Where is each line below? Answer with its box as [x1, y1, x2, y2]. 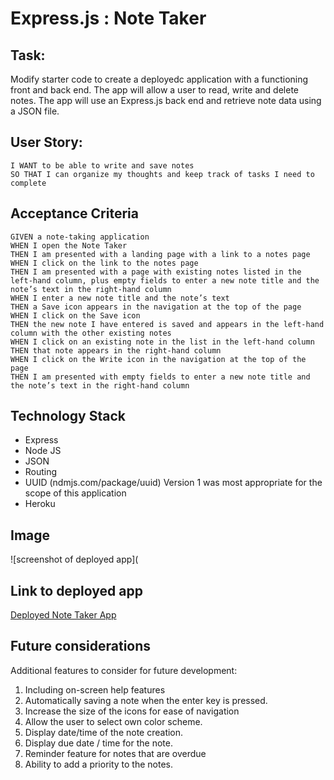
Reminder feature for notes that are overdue [24, 747, 207, 759]
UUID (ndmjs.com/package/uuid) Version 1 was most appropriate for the [24, 477, 323, 489]
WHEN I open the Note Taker [10, 240, 128, 251]
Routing [24, 466, 58, 478]
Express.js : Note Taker [10, 7, 207, 30]
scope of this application [24, 487, 127, 499]
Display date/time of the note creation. [24, 726, 184, 738]
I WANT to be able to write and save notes [10, 160, 195, 171]
